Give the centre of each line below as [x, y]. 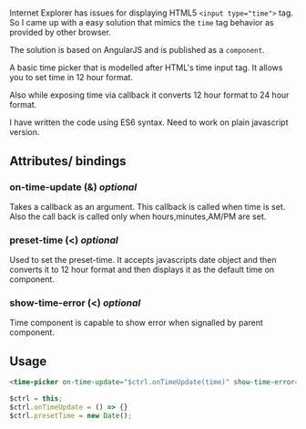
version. [25, 132]
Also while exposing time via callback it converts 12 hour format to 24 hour [149, 95]
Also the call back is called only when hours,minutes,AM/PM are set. [138, 216]
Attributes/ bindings [68, 161]
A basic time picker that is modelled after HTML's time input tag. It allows [146, 68]
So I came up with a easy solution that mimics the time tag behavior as [142, 23]
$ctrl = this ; [36, 399]
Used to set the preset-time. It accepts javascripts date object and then [143, 260]
